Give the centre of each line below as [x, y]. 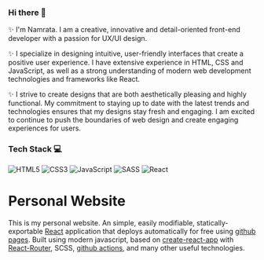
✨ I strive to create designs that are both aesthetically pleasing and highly [128, 94]
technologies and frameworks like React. [74, 79]
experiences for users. [44, 128]
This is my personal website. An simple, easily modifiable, [101, 222]
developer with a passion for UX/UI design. [78, 38]
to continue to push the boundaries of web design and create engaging [123, 120]
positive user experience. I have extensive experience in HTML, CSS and [126, 63]
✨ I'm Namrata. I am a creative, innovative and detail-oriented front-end [125, 30]
